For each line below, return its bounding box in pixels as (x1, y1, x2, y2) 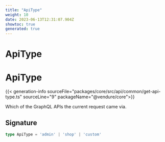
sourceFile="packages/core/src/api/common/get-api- (47, 89, 161, 95)
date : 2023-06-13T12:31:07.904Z (5, 17, 74, 22)
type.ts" (5, 94, 22, 100)
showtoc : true (5, 21, 36, 27)
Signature (5, 118, 37, 127)
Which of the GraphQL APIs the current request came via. (5, 104, 127, 110)
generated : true (5, 26, 40, 32)
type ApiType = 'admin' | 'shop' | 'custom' (5, 132, 102, 137)
